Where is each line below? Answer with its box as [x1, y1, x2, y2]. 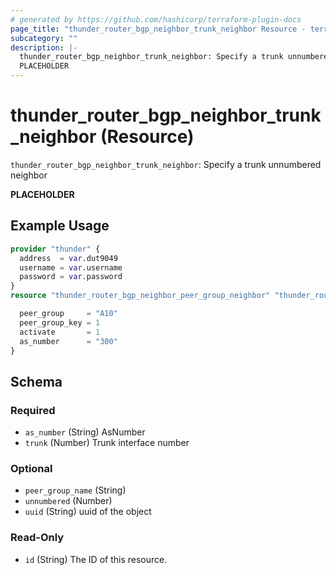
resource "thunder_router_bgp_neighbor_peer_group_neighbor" [10, 291, 271, 301]
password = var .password [19, 272, 123, 282]
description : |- [10, 42, 78, 53]
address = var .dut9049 [19, 253, 118, 263]
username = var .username [19, 262, 123, 273]
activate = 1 [19, 327, 101, 337]
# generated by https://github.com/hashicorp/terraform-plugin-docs [10, 14, 302, 25]
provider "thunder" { [10, 244, 101, 254]
